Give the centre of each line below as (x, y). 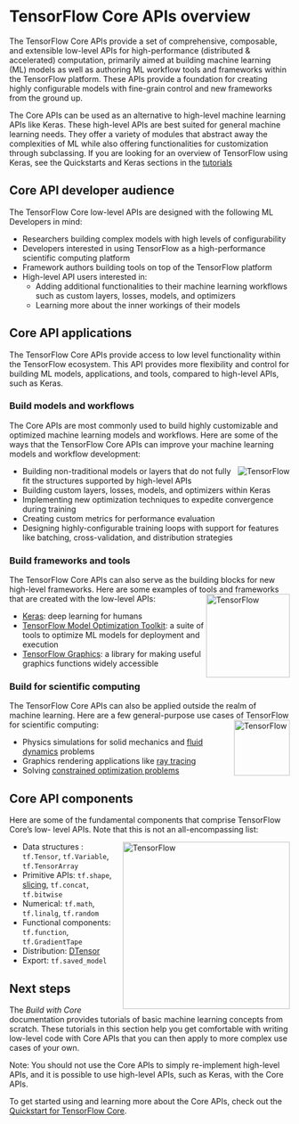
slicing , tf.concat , (55, 885)
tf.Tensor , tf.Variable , (65, 857)
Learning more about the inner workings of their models (137, 305)
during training (49, 509)
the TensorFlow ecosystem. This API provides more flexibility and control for (149, 364)
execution (40, 644)
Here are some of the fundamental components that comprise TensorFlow (145, 820)
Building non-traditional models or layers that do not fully (126, 471)
